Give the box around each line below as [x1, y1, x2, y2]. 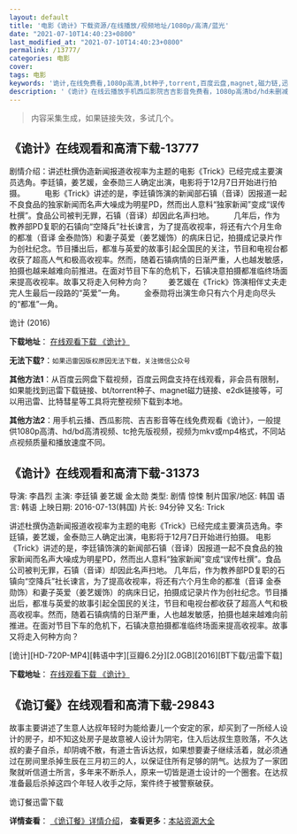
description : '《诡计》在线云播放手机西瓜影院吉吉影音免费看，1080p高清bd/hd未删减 [9, 87, 289, 96]
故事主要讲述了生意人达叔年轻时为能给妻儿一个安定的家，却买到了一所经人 [9, 722, 280, 733]
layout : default [9, 12, 69, 22]
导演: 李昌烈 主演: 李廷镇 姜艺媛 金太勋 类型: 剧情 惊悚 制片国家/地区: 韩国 [9, 490, 276, 501]
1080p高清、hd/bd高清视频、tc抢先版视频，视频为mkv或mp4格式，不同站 [16, 426, 286, 436]
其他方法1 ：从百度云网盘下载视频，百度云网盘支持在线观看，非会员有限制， [9, 374, 285, 385]
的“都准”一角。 [9, 298, 64, 310]
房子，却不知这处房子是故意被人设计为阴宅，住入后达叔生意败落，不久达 [24, 733, 288, 744]
